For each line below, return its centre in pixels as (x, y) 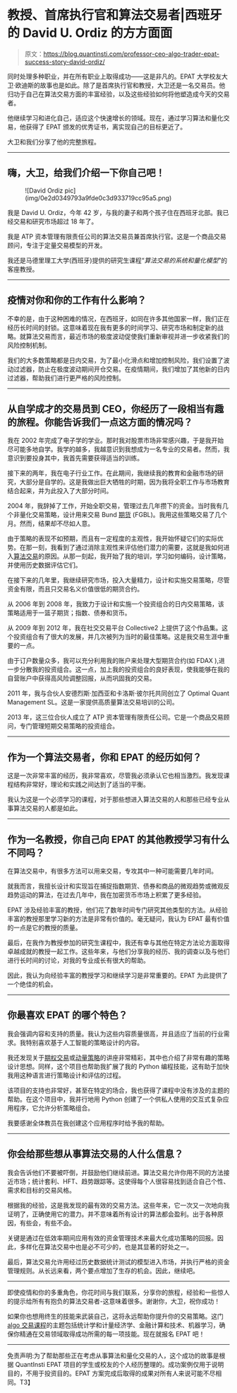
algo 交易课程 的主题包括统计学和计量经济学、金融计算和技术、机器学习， (114, 1325)
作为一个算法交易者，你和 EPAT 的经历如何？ (105, 757)
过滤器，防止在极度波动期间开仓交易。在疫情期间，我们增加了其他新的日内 (121, 369)
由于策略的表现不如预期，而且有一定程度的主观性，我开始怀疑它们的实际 (112, 538)
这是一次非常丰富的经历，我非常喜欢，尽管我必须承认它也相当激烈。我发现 (115, 775)
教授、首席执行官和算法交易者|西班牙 (115, 15)
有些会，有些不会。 (47, 1223)
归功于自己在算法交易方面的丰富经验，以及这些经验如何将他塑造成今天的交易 (119, 94)
